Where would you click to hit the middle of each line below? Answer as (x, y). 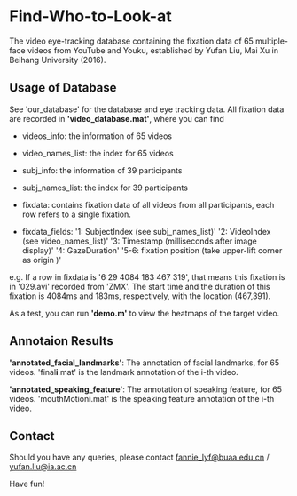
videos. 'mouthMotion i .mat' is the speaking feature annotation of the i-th (142, 398)
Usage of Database (63, 88)
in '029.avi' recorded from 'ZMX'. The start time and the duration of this (140, 286)
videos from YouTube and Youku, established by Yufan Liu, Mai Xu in (153, 50)
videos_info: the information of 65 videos (97, 136)
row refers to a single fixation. (76, 214)
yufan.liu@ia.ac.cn (43, 467)
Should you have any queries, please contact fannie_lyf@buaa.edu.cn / (139, 457)
